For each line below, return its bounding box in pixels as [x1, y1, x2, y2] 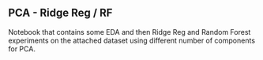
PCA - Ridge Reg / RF [8, 6, 113, 20]
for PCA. [8, 43, 36, 54]
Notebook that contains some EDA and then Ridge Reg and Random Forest [8, 27, 251, 36]
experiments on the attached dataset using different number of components [8, 36, 255, 45]
